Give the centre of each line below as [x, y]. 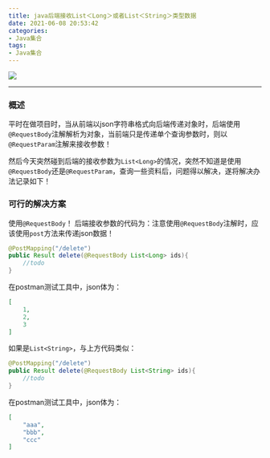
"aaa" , [34, 425]
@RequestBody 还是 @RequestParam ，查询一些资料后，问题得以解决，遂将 [124, 171]
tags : [17, 46]
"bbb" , [34, 432]
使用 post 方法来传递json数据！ [65, 233]
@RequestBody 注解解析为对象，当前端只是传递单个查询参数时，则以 [118, 134]
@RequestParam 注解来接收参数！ [60, 144]
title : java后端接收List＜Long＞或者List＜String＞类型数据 [102, 16]
